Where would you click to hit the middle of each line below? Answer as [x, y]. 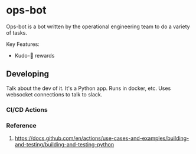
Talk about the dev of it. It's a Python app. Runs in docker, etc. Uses [89, 88]
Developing [27, 74]
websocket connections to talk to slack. [54, 94]
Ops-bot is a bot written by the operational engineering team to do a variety [98, 26]
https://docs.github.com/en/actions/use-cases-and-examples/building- [102, 138]
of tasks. [17, 32]
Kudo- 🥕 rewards [35, 55]
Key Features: [23, 44]
